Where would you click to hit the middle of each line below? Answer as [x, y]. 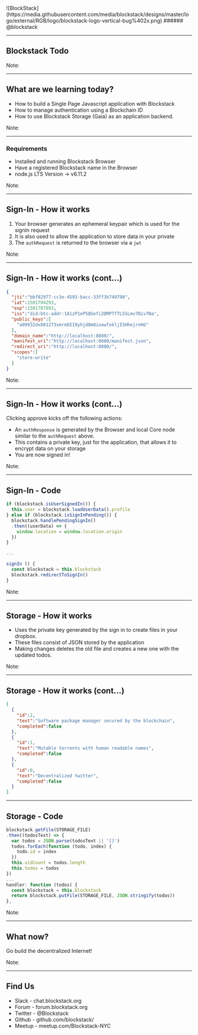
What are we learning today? [60, 90]
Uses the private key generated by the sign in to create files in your [96, 630]
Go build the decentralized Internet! [49, 951]
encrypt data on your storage [50, 449]
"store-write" [34, 358]
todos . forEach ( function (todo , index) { [62, 846]
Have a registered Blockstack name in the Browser [76, 167]
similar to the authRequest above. [55, 436]
